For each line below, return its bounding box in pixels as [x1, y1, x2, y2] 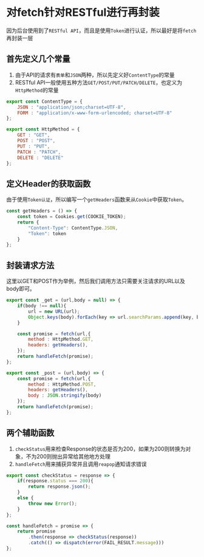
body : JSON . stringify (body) [28, 392, 102, 398]
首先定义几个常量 [6, 54, 70, 64]
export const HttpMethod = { [6, 126, 80, 132]
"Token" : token [28, 230, 67, 237]
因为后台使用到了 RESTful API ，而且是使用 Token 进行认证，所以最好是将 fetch [6, 27, 197, 34]
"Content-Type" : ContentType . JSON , [28, 225, 118, 231]
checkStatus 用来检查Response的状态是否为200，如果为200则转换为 [15, 445, 186, 453]
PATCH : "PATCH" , [17, 149, 61, 155]
